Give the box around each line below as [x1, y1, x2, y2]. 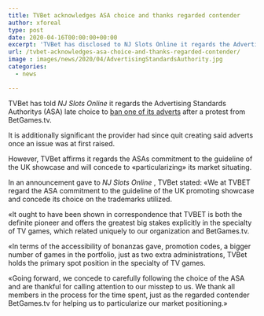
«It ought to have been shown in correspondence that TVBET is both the [8, 209, 243, 219]
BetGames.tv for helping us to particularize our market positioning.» [8, 298, 228, 307]
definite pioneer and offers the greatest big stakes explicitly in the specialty [8, 218, 252, 227]
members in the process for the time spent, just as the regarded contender [8, 290, 250, 299]
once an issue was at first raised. [8, 138, 115, 148]
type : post [8, 26, 44, 34]
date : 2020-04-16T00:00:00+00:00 [8, 33, 118, 42]
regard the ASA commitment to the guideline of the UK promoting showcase [8, 186, 255, 195]
